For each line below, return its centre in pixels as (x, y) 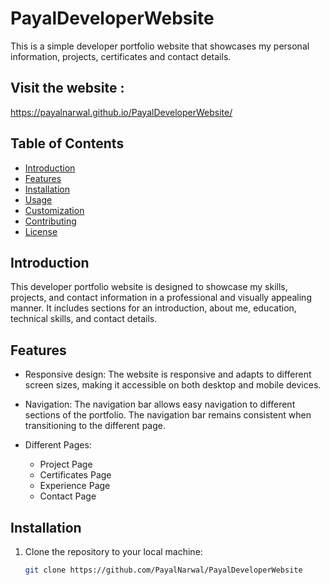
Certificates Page (75, 475)
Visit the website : (67, 88)
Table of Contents (67, 143)
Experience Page (75, 486)
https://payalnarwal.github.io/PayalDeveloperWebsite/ (121, 112)
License (41, 231)
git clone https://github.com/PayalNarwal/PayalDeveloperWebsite (163, 570)
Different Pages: (58, 445)
